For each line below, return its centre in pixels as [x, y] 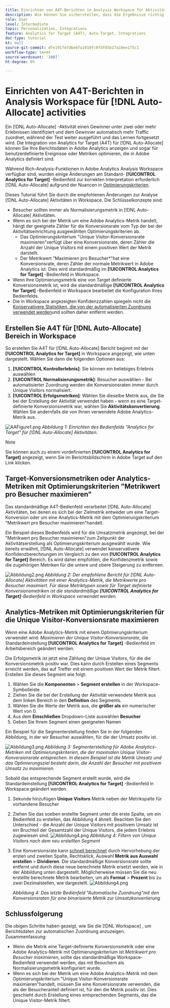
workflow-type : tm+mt [28, 52]
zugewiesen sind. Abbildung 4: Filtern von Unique [84, 835]
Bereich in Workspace [41, 336]
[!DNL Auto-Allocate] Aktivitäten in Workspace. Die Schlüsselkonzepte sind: [84, 200]
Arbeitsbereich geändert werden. [40, 648]
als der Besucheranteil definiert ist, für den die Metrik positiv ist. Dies [84, 990]
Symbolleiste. [27, 690]
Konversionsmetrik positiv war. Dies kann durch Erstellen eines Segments [82, 663]
